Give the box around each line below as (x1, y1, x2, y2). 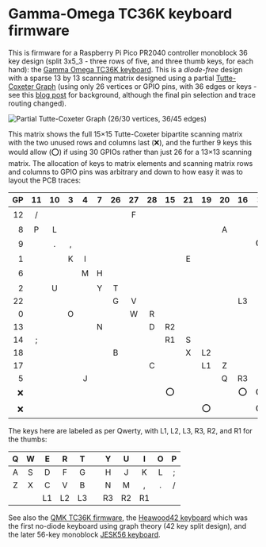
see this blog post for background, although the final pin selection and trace (8, 90, 256, 99)
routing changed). (8, 98, 67, 108)
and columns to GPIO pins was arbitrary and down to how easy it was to (8, 167, 244, 176)
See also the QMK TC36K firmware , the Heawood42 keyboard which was (8, 513, 248, 522)
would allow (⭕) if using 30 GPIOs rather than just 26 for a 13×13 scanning (8, 147, 252, 156)
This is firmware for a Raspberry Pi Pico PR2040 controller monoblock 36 (8, 48, 248, 57)
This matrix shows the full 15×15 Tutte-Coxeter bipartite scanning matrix (8, 129, 243, 139)
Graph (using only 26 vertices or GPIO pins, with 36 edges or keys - (35, 81, 257, 91)
